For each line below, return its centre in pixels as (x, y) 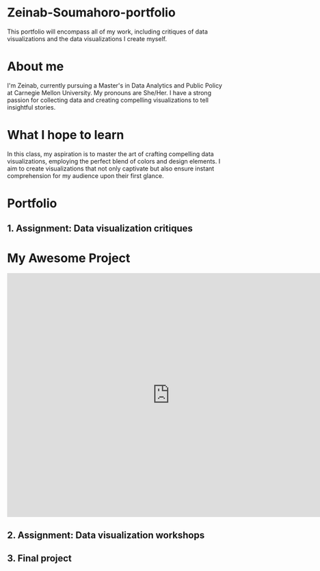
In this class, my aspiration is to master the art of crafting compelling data (110, 154)
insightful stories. (31, 107)
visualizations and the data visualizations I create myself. (87, 38)
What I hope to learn (66, 135)
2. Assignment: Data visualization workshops (106, 535)
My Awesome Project (69, 258)
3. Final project (39, 558)
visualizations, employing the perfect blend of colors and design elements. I (114, 161)
